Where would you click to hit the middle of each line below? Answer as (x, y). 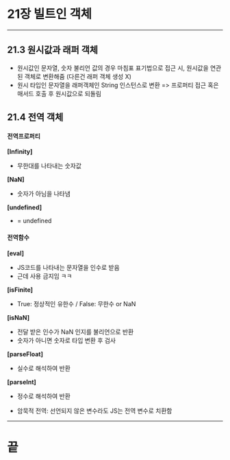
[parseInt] (22, 382)
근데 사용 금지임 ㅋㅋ (44, 276)
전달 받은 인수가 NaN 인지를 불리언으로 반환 (75, 332)
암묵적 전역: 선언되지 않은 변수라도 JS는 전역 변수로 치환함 (94, 411)
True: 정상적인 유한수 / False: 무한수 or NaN (76, 303)
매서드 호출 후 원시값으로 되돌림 (59, 93)
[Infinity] (20, 152)
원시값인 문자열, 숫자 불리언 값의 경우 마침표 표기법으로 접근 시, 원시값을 (113, 68)
